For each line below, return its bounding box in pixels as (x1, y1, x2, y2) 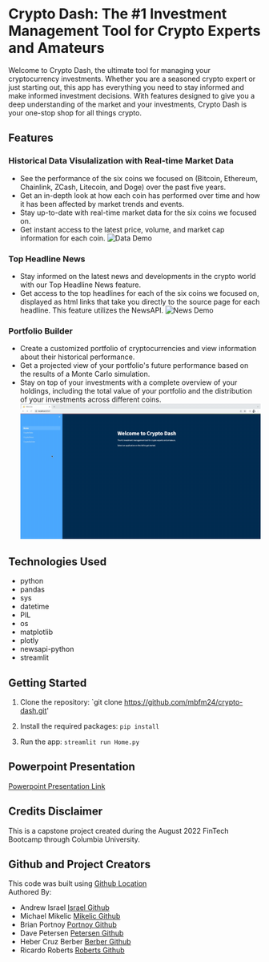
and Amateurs (8, 39, 105, 57)
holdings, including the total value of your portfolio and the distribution (19, 386, 252, 396)
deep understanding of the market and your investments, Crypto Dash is (8, 99, 247, 109)
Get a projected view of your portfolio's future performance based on (19, 361, 249, 370)
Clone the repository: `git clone (19, 697, 122, 706)
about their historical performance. (19, 352, 135, 362)
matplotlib (19, 627, 54, 637)
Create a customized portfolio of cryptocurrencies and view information (19, 344, 257, 354)
